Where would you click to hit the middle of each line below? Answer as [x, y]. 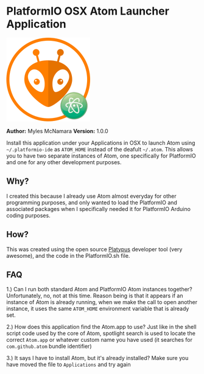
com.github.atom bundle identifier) [49, 346]
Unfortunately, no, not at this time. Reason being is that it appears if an [95, 296]
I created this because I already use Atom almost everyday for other [91, 196]
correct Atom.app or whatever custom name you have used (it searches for [100, 340]
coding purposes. [28, 215]
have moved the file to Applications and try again [69, 365]
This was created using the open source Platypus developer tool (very [94, 249]
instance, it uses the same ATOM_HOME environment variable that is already [98, 309]
